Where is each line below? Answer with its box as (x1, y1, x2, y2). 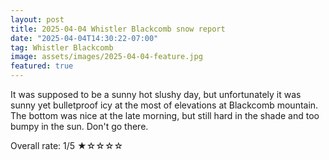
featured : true (10, 61, 74, 71)
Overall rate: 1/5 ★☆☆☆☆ (10, 140, 124, 151)
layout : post (10, 14, 65, 25)
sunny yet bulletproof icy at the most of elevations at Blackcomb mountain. (10, 99, 319, 111)
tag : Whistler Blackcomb (10, 42, 114, 53)
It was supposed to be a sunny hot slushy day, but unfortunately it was (10, 89, 302, 100)
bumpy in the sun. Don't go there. (10, 121, 149, 132)
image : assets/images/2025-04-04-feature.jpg (10, 52, 203, 62)
